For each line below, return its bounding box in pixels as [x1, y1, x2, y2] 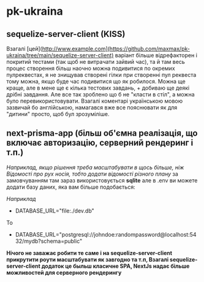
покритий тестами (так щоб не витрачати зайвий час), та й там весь [6, 58, 185, 65]
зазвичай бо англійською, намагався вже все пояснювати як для [6, 104, 178, 111]
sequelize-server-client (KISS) [6, 29, 126, 39]
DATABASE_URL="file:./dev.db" [15, 207, 95, 214]
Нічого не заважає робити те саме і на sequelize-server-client [6, 249, 173, 256]
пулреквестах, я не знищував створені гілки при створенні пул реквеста [6, 71, 197, 78]
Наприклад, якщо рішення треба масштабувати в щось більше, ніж [6, 163, 184, 171]
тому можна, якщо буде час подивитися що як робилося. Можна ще [6, 78, 186, 85]
